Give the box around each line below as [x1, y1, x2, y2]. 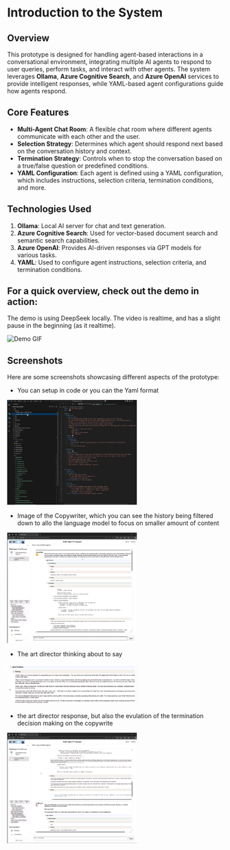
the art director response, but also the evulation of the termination [16, 711, 204, 719]
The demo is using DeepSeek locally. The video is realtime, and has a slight [7, 314, 221, 322]
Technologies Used [7, 203, 91, 215]
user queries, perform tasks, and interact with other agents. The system [7, 65, 211, 73]
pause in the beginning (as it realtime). [7, 322, 116, 330]
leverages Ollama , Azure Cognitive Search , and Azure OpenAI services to [7, 72, 220, 80]
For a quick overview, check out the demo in [7, 285, 199, 297]
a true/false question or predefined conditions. [16, 161, 149, 170]
